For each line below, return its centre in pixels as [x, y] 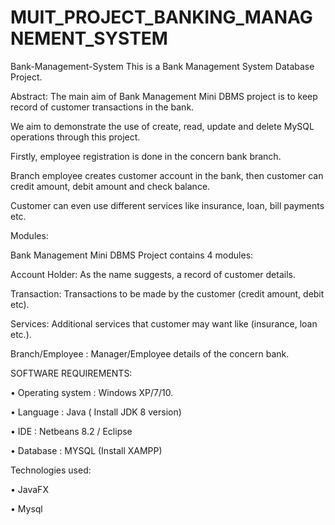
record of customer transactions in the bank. [102, 107]
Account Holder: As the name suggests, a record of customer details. [153, 274]
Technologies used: [51, 470]
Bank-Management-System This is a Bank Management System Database [162, 66]
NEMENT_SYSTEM [89, 38]
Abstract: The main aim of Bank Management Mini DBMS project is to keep [164, 96]
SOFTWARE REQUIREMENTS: [71, 373]
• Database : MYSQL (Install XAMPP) [86, 450]
